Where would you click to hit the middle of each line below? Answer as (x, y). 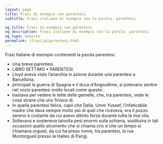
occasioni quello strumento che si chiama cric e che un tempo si (77, 126)
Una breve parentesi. (33, 64)
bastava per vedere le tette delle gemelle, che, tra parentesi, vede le (80, 95)
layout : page (18, 9)
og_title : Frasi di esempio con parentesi (49, 27)
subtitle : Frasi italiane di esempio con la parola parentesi (71, 18)
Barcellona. (23, 79)
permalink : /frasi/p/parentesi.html (42, 41)
